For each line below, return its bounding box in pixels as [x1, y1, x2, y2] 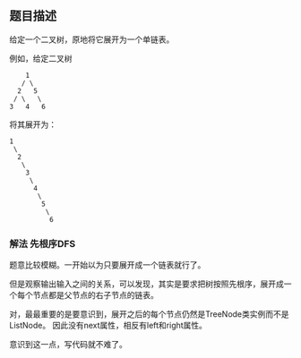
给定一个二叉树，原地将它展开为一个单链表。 [9, 34, 175, 45]
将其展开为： [9, 119, 56, 130]
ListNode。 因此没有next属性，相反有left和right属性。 [9, 320, 208, 331]
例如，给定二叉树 [9, 53, 73, 64]
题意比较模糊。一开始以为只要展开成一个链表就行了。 [9, 260, 206, 270]
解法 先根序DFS [9, 237, 76, 250]
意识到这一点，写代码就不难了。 [9, 339, 127, 350]
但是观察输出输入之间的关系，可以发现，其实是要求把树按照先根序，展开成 [9, 278, 284, 289]
